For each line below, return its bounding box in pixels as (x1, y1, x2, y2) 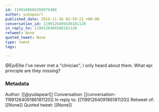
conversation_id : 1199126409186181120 (5, 21, 86, 26)
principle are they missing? (5, 68, 61, 74)
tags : (5, 44, 16, 49)
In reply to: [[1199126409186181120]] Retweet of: (54, 97, 154, 103)
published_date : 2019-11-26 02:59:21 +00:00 (5, 16, 99, 21)
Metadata (5, 80, 29, 87)
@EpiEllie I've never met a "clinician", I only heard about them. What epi (5, 62, 152, 68)
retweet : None (5, 30, 35, 35)
